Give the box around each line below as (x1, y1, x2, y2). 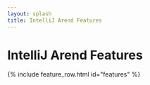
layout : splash (7, 10, 52, 18)
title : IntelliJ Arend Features (7, 17, 102, 24)
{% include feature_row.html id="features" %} (7, 70, 141, 79)
